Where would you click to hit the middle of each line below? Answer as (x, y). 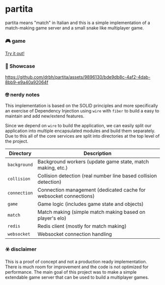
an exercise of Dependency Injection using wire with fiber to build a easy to (82, 111)
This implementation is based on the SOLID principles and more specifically (82, 105)
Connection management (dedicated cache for (92, 190)
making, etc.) (53, 168)
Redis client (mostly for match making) (82, 226)
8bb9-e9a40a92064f (27, 82)
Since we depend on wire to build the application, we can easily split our (78, 125)
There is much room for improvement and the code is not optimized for (77, 267)
